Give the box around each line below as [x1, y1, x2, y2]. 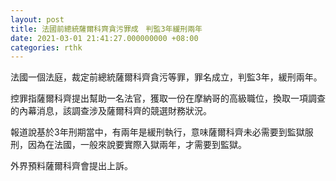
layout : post [10, 14, 65, 25]
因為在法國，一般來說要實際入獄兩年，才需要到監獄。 [27, 139, 247, 151]
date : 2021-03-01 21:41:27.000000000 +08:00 [10, 33, 199, 43]
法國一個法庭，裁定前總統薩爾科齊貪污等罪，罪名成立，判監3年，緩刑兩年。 [10, 71, 323, 83]
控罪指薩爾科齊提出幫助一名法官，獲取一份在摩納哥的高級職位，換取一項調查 [10, 92, 326, 105]
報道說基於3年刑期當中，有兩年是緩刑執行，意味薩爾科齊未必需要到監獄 [10, 126, 305, 138]
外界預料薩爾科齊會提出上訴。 [10, 160, 133, 172]
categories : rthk [10, 42, 83, 53]
